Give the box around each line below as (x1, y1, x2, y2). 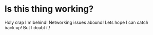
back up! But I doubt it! (4, 24, 50, 30)
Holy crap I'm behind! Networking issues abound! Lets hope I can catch (4, 19, 149, 25)
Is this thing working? (4, 3, 94, 15)
